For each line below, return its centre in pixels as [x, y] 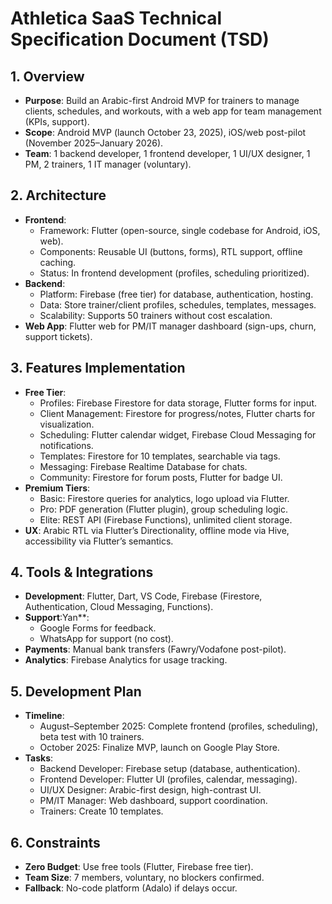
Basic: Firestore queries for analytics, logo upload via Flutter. [164, 498]
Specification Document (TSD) [140, 39]
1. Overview [47, 76]
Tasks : [39, 758]
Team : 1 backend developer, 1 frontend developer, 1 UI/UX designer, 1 [167, 153]
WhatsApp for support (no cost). [106, 639]
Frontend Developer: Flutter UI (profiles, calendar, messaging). [168, 779]
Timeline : [44, 716]
